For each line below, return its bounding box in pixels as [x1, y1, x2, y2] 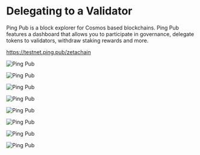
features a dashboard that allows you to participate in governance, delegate [6, 30, 195, 37]
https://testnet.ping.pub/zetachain [6, 48, 92, 55]
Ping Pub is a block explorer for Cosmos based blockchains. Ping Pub [6, 24, 180, 31]
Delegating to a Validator [6, 4, 133, 18]
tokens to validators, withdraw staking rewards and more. [6, 37, 149, 44]
